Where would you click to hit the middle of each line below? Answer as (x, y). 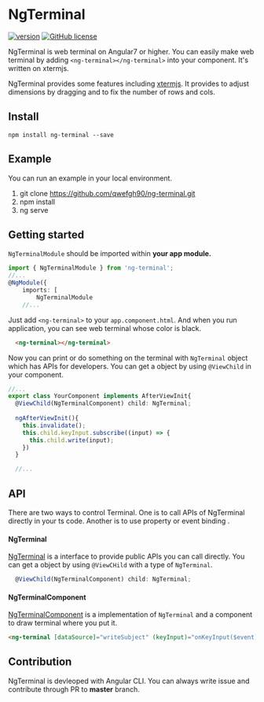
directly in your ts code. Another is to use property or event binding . (119, 521)
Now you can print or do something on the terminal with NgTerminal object (128, 358)
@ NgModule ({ (27, 283)
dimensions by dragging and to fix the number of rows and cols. (112, 91)
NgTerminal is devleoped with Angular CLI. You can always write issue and (129, 681)
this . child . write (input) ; (71, 440)
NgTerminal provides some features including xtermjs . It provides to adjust (129, 84)
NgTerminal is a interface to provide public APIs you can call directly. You (126, 556)
